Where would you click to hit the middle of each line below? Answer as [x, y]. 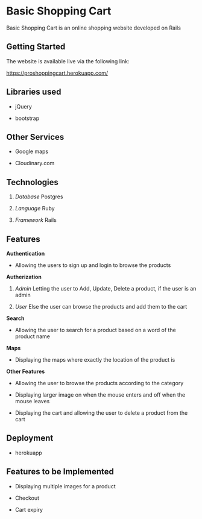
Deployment [30, 438]
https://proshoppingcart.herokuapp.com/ [57, 73]
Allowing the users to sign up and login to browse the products [93, 265]
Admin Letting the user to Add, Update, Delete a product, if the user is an [106, 288]
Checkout [27, 498]
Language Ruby [35, 209]
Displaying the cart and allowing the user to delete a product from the [101, 413]
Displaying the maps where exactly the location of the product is [95, 360]
